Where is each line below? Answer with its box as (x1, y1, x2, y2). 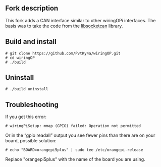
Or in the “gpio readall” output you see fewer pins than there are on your (5, 132, 155, 138)
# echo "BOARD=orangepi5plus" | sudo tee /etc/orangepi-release (5, 147, 143, 153)
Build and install (5, 37, 57, 46)
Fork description (5, 4, 59, 13)
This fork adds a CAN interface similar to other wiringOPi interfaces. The (5, 17, 156, 23)
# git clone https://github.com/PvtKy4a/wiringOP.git (5, 50, 121, 56)
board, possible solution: (5, 138, 57, 144)
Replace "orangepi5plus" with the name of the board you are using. (5, 156, 145, 162)
